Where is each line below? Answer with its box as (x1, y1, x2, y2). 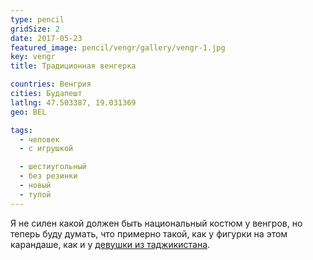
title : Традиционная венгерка (10, 61, 137, 71)
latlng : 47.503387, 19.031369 (10, 97, 137, 108)
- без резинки (19, 171, 78, 181)
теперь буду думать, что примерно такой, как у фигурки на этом (10, 227, 288, 240)
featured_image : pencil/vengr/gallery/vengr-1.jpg (10, 42, 226, 53)
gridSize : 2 (10, 24, 60, 34)
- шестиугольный (19, 162, 87, 172)
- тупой (19, 189, 52, 200)
